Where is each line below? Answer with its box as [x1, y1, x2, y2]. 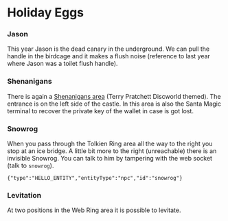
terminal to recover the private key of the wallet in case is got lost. [7, 106, 194, 115]
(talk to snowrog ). [7, 161, 54, 170]
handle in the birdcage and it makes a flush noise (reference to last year [7, 52, 211, 60]
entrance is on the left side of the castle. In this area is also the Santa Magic [7, 100, 222, 108]
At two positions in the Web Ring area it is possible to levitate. [7, 206, 181, 214]
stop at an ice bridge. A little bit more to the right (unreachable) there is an [7, 147, 217, 155]
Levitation [7, 191, 42, 200]
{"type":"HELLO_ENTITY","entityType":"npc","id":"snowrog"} [7, 175, 183, 182]
